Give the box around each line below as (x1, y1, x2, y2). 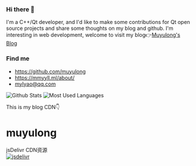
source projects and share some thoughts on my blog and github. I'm (6, 25, 174, 32)
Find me (6, 55, 30, 63)
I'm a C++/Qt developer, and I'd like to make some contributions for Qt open (6, 19, 190, 26)
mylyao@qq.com (14, 80, 56, 87)
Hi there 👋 (6, 5, 35, 13)
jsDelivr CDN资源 (6, 146, 48, 153)
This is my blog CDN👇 (6, 103, 60, 110)
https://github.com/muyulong (14, 67, 87, 75)
